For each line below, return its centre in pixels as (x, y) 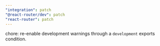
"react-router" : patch (29, 19)
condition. (16, 39)
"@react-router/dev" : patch (35, 15)
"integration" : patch (28, 10)
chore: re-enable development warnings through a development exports (80, 34)
